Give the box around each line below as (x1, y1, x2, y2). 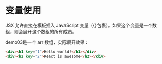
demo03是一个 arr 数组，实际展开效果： (5, 39, 89, 45)
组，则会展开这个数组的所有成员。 (5, 28, 77, 34)
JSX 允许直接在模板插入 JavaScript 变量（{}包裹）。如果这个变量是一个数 (5, 22, 157, 28)
